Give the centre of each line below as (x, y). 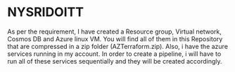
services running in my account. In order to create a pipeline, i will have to (114, 54)
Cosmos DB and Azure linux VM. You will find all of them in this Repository (115, 38)
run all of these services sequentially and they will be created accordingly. (115, 61)
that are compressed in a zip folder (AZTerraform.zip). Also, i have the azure (118, 46)
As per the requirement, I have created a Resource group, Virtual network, (114, 31)
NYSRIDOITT (46, 12)
